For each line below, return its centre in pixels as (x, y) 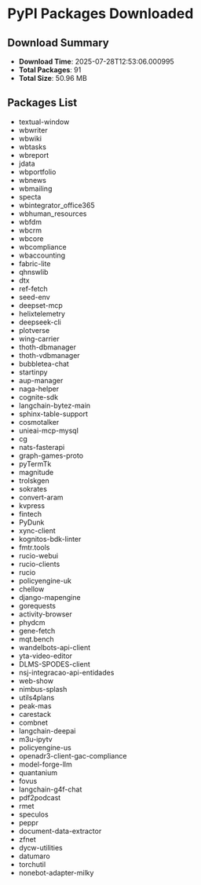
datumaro (34, 856)
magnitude (36, 472)
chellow (31, 589)
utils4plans (37, 697)
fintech (30, 514)
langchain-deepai (47, 730)
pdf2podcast (40, 797)
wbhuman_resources (53, 214)
